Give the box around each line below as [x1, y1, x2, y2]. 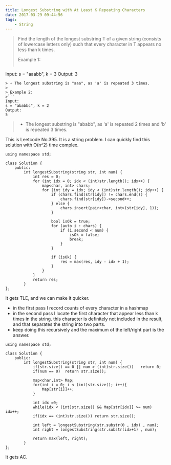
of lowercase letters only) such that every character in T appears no [17, 41, 162, 48]
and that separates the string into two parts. [12, 321, 106, 327]
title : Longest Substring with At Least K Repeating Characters [5, 7, 145, 13]
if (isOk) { [51, 255, 77, 260]
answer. [12, 332, 30, 338]
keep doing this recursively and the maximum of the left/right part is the [12, 327, 164, 333]
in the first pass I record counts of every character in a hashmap [12, 305, 148, 311]
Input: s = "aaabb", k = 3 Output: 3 [5, 71, 78, 77]
